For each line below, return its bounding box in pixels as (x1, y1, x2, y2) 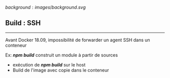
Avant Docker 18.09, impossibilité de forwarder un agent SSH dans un (5, 37, 150, 43)
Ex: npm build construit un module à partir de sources (5, 52, 118, 58)
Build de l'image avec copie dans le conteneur (12, 67, 109, 73)
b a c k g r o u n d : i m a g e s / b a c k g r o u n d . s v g (5, 5, 86, 10)
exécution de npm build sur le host (12, 61, 86, 67)
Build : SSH (5, 19, 41, 27)
